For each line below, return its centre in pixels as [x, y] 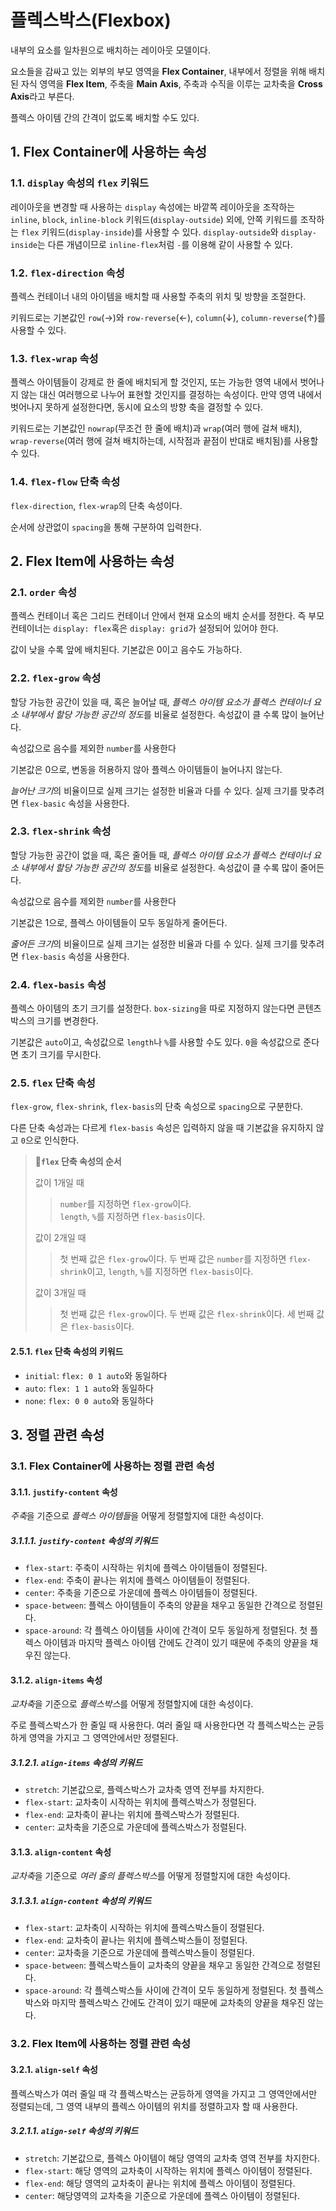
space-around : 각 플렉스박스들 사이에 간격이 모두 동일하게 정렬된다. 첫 [161, 1990]
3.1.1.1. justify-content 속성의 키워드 [84, 1540]
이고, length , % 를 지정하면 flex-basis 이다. [170, 1272]
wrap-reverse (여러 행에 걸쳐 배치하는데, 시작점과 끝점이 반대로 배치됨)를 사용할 [164, 441]
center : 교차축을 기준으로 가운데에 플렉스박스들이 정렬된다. [139, 1953]
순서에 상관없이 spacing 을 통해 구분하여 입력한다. [106, 527]
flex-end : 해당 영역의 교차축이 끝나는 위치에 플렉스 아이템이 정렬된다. [160, 2183]
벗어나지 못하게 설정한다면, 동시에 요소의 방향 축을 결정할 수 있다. [137, 407]
